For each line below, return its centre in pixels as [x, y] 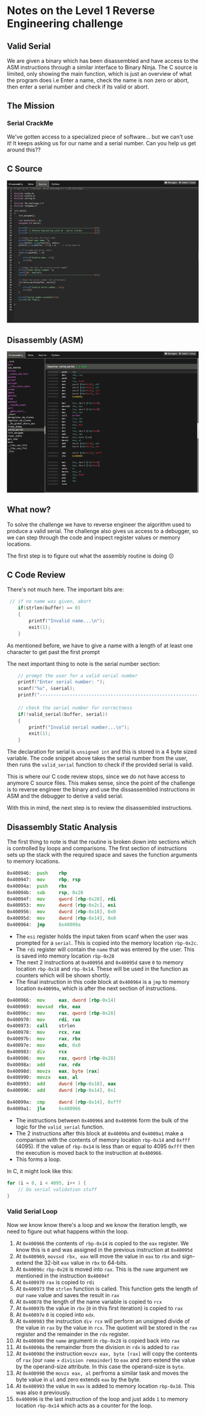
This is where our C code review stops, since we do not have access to [96, 777]
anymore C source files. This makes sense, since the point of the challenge [101, 783]
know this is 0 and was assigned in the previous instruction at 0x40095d [104, 1249]
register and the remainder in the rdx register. [73, 1334]
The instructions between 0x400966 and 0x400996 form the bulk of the [102, 1120]
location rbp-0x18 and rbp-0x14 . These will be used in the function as [102, 969]
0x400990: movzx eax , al [43, 1078]
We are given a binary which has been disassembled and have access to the [103, 61]
